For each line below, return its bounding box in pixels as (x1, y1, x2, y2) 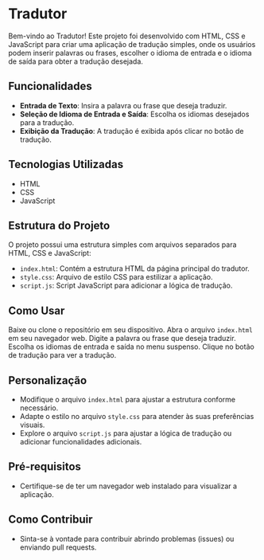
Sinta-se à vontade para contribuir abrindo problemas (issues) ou (19, 534, 235, 543)
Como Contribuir (8, 513, 93, 527)
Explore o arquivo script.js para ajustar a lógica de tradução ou (19, 429, 232, 438)
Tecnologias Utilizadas (8, 158, 124, 171)
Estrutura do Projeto (8, 218, 111, 232)
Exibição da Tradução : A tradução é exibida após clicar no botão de (19, 126, 244, 135)
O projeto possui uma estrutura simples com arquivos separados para (8, 240, 237, 249)
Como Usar (8, 303, 65, 317)
